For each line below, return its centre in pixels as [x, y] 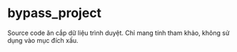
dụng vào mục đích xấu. [43, 40]
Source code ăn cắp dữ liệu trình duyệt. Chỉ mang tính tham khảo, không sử [118, 33]
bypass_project [55, 13]
